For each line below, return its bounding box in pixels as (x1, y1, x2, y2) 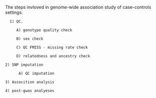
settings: (5, 9, 23, 15)
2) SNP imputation (5, 62, 43, 67)
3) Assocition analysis (5, 80, 55, 85)
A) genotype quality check (16, 28, 72, 33)
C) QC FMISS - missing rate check (16, 45, 88, 50)
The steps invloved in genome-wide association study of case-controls (5, 4, 152, 10)
